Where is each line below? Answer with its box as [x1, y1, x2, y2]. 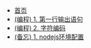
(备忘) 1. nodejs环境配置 [14, 32, 84, 41]
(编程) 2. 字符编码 [14, 24, 66, 32]
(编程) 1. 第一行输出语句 [14, 15, 83, 23]
